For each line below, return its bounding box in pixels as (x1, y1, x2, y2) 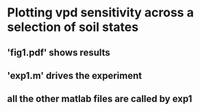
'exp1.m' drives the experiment (7, 70, 142, 82)
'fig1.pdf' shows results (7, 47, 111, 58)
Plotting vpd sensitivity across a (7, 5, 194, 21)
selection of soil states (7, 19, 139, 35)
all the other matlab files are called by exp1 (7, 93, 192, 105)
